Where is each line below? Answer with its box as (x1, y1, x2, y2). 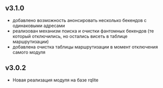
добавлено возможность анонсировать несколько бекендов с (12, 17, 147, 23)
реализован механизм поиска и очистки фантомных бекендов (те (12, 27, 154, 34)
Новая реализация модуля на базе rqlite (12, 77, 99, 83)
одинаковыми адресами (12, 22, 65, 28)
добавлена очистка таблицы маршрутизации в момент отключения (12, 43, 158, 49)
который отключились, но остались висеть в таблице (12, 33, 128, 39)
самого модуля (12, 49, 46, 55)
